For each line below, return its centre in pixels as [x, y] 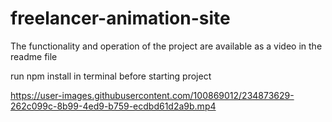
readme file [34, 56]
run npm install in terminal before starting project [111, 76]
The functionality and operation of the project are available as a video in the [166, 46]
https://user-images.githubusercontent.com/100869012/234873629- [152, 95]
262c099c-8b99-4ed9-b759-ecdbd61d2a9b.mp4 [113, 106]
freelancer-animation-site [120, 18]
